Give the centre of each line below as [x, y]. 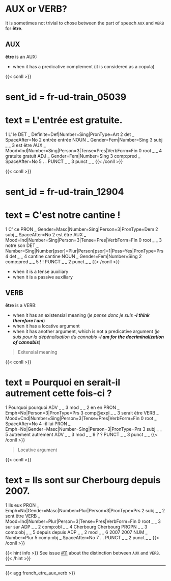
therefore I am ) [29, 320]
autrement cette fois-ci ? [59, 393]
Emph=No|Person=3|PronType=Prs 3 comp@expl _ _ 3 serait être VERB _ [82, 412]
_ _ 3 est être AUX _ [25, 145]
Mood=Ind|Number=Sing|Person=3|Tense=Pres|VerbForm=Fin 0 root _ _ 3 [83, 240]
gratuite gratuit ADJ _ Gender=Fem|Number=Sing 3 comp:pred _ [73, 156]
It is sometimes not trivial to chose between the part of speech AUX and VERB [85, 23]
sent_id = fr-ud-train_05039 [66, 97]
